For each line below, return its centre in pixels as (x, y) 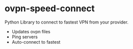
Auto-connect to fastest (36, 42)
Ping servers (25, 37)
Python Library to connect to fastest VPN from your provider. (67, 22)
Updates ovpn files (31, 31)
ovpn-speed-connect (50, 9)
